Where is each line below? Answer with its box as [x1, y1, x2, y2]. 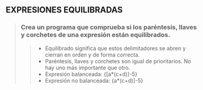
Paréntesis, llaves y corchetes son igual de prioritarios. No [45, 57, 191, 64]
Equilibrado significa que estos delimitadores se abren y [45, 44, 187, 52]
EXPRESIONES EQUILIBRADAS [5, 5, 123, 15]
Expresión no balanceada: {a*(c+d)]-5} [45, 77, 144, 84]
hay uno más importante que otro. [45, 64, 130, 71]
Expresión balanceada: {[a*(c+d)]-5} [45, 70, 138, 78]
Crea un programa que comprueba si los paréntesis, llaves [20, 23, 198, 32]
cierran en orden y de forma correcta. [45, 51, 140, 58]
